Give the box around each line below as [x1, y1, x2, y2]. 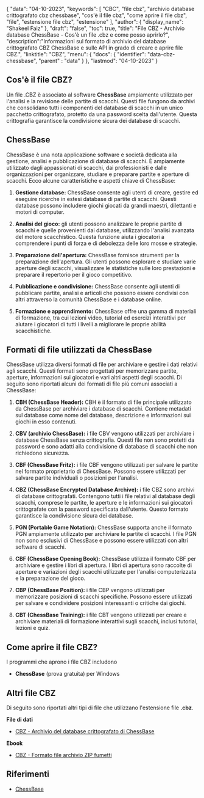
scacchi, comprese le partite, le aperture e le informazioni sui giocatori [15, 499, 193, 507]
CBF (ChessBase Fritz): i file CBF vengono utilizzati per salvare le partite [15, 461, 199, 469]
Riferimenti [6, 769, 50, 780]
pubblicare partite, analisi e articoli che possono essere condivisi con [15, 289, 189, 296]
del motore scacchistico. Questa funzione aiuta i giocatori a [15, 233, 164, 240]
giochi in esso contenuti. [15, 418, 77, 425]
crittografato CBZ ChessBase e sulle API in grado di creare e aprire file [6, 44, 183, 51]
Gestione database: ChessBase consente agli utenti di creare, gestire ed [15, 189, 199, 196]
